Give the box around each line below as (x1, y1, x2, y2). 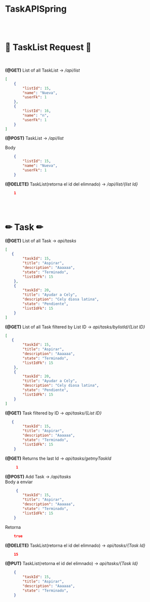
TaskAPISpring (5, 3, 67, 15)
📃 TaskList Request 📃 (5, 42, 92, 53)
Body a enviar (5, 479, 33, 485)
